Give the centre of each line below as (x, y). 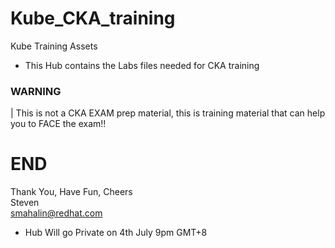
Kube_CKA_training (93, 18)
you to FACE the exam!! (58, 124)
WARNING (36, 91)
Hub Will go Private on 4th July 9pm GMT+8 (116, 233)
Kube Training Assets (54, 46)
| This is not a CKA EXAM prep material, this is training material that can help (168, 113)
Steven (25, 203)
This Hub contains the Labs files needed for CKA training (142, 65)
